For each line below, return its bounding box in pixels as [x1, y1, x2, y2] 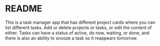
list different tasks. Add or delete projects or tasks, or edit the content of [5, 24, 152, 30]
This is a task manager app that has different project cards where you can [5, 19, 156, 25]
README [5, 3, 42, 14]
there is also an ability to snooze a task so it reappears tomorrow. [5, 35, 138, 41]
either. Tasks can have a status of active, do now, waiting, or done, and [5, 30, 150, 36]
